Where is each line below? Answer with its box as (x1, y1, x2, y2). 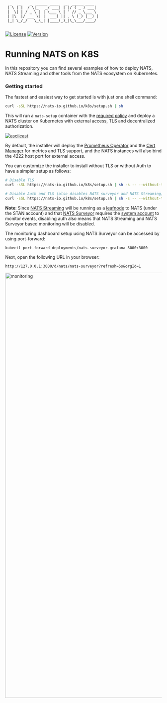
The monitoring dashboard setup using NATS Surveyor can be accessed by (5, 230, 160, 236)
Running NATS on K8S (5, 49, 99, 60)
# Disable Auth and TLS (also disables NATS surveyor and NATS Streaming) (5, 191, 164, 196)
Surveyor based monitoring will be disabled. (5, 220, 95, 227)
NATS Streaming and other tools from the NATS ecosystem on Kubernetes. (5, 70, 159, 76)
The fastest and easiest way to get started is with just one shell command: (5, 94, 158, 100)
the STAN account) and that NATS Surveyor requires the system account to (5, 210, 160, 216)
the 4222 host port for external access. (5, 153, 85, 159)
